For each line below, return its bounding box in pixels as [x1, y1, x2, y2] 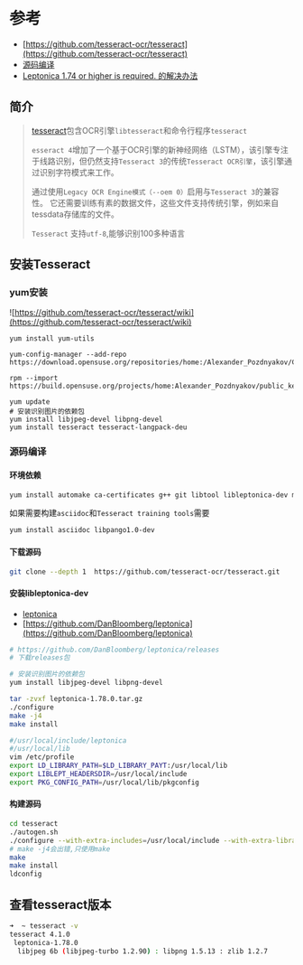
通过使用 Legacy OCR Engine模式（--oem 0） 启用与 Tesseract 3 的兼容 [31, 186, 280, 197]
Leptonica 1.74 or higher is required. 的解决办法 [22, 70, 198, 81]
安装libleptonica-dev [9, 587, 88, 598]
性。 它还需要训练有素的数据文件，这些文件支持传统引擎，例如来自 [31, 197, 280, 208]
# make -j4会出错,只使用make [9, 844, 111, 854]
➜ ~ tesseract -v [9, 921, 78, 931]
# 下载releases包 [9, 653, 70, 662]
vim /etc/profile [9, 753, 75, 762]
